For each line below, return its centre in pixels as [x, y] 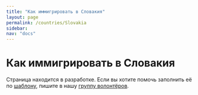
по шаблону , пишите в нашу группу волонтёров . [68, 86]
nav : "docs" [21, 34]
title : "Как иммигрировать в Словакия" [56, 12]
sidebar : [17, 28]
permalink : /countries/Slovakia [46, 23]
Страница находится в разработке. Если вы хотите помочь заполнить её [99, 80]
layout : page [22, 17]
